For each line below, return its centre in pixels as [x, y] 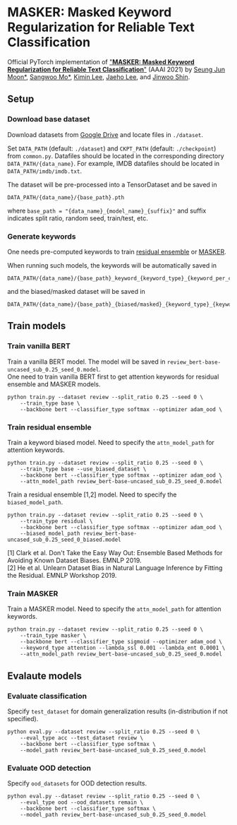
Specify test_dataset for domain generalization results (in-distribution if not [117, 711]
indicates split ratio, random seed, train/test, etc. [78, 218]
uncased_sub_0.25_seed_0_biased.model [64, 540]
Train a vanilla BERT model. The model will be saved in [86, 362]
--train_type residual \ [56, 521]
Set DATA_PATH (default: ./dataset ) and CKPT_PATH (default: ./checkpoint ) [112, 148]
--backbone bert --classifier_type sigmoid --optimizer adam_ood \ [121, 642]
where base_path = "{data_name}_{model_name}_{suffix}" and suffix [107, 210]
